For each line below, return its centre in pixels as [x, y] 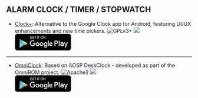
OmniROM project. [37, 72]
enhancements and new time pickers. [60, 31]
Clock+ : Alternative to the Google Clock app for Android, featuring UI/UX [103, 23]
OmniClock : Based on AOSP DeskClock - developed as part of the [95, 65]
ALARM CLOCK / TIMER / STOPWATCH [79, 10]
